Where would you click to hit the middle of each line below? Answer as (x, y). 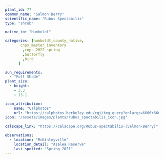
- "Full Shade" (25, 77)
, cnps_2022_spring (41, 50)
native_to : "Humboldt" (28, 32)
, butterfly (34, 54)
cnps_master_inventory (43, 45)
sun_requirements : (24, 72)
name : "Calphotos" (32, 108)
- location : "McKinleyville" (39, 139)
